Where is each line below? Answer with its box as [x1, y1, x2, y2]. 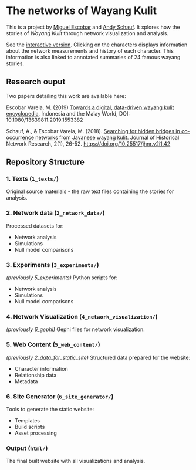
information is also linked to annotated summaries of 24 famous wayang [6, 53, 181, 60]
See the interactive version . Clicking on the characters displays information [6, 41, 188, 48]
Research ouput [6, 77, 66, 87]
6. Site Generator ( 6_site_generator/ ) [6, 392, 114, 400]
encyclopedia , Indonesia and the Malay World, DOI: [6, 110, 130, 117]
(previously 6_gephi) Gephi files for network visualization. [6, 326, 145, 333]
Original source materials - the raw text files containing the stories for [6, 188, 174, 195]
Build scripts [14, 423, 45, 430]
